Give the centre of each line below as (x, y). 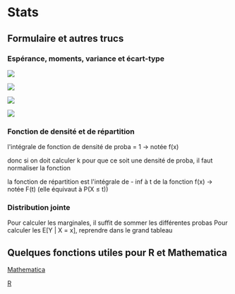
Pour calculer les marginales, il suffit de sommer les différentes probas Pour (117, 223)
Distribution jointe (39, 208)
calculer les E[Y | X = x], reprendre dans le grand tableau (90, 230)
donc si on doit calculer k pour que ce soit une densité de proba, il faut (110, 160)
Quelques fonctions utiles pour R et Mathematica (117, 253)
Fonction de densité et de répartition (71, 131)
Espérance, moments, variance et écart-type (86, 59)
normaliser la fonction (39, 168)
